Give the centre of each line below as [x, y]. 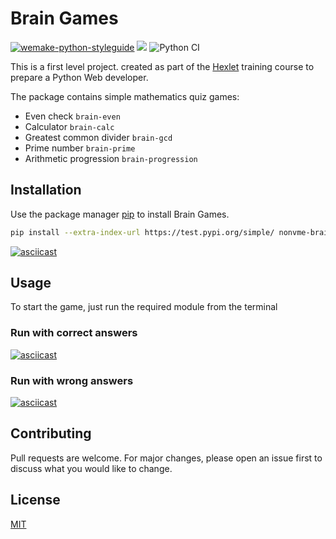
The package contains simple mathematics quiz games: [125, 96]
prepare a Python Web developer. [79, 77]
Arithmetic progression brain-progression [111, 158]
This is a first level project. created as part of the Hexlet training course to [162, 66]
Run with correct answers [74, 333]
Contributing [51, 433]
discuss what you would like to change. [91, 468]
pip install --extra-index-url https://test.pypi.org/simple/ [142, 232]
